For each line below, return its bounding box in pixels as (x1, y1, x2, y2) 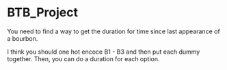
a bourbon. (7, 34, 38, 42)
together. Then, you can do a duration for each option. (7, 54, 160, 63)
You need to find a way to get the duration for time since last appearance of (7, 27, 220, 35)
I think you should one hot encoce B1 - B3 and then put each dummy (7, 48, 200, 56)
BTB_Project (7, 5, 79, 20)
